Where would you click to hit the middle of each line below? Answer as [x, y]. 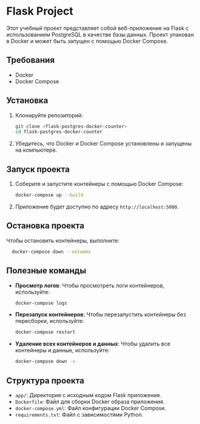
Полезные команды [46, 271]
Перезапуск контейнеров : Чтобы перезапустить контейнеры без [101, 314]
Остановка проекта [45, 226]
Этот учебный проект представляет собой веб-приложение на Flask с [98, 28]
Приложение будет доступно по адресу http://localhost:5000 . [97, 207]
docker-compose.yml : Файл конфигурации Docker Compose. [91, 408]
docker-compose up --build [49, 195]
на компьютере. [36, 150]
